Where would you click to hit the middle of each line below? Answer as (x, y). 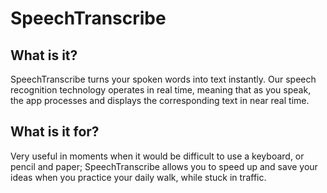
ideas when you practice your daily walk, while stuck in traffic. (138, 177)
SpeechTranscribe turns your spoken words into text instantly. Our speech (163, 79)
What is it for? (55, 132)
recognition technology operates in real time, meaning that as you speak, (161, 90)
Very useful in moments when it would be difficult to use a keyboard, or (157, 156)
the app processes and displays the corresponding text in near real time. (160, 100)
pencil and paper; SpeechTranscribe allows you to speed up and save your (164, 166)
